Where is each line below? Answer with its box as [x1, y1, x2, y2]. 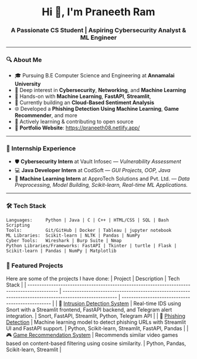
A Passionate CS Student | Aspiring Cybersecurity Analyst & [11, 26, 186, 35]
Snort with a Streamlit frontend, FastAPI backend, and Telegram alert [6, 306, 172, 313]
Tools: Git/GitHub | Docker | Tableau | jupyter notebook [6, 228, 172, 234]
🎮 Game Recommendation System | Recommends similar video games [6, 331, 178, 339]
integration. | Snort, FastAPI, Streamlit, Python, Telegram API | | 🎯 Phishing [6, 312, 186, 319]
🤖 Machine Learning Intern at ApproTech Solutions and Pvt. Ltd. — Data [14, 175, 190, 182]
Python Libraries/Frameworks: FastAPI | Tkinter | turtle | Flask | [6, 243, 177, 249]
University [14, 80, 41, 87]
